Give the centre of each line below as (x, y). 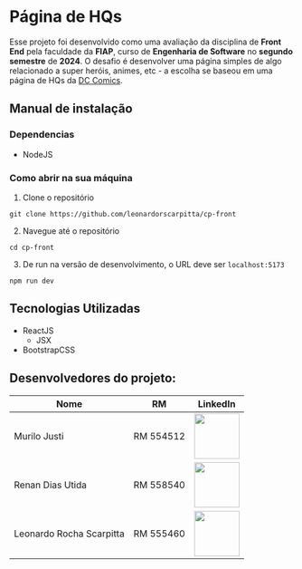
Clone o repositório (58, 198)
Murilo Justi (39, 436)
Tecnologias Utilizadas (75, 309)
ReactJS (38, 330)
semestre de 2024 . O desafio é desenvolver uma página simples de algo (146, 61)
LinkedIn (217, 403)
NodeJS (38, 154)
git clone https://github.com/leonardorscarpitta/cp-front (123, 214)
